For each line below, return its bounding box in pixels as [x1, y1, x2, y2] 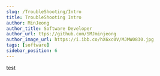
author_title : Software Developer [6, 25, 93, 32]
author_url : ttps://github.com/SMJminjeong [6, 31, 117, 37]
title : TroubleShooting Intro [6, 14, 82, 20]
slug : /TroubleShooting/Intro [6, 8, 82, 15]
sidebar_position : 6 [6, 48, 58, 54]
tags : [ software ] [6, 42, 50, 48]
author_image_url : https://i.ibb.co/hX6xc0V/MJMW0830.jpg [6, 37, 154, 42]
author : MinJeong [6, 20, 50, 26]
